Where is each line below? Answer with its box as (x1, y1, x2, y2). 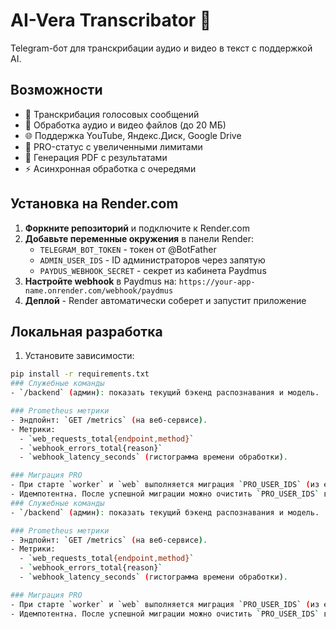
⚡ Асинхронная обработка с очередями (24, 162, 197, 174)
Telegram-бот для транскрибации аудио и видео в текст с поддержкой (10, 42, 313, 54)
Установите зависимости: (24, 350, 135, 362)
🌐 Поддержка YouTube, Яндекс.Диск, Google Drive (24, 129, 242, 141)
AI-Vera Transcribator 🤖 (10, 9, 212, 32)
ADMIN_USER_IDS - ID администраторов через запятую (39, 254, 266, 266)
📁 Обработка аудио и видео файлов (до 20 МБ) (24, 119, 227, 131)
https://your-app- (178, 277, 256, 287)
